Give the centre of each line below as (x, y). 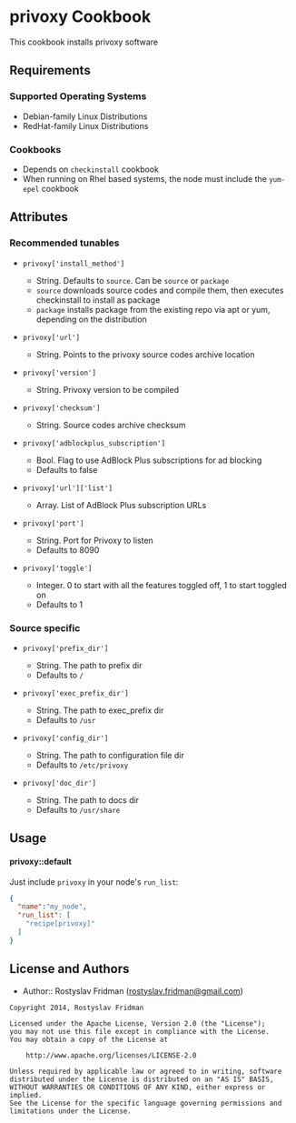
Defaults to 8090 (68, 550)
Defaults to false (67, 469)
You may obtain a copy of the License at (89, 1039)
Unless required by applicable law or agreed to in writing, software (146, 1071)
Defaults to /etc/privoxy (82, 765)
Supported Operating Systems (78, 96)
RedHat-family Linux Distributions (85, 125)
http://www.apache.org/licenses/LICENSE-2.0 (111, 1055)
